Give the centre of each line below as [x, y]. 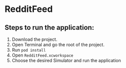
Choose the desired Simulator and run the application [66, 60]
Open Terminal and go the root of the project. [58, 45]
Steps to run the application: [50, 28]
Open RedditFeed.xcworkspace [42, 55]
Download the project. [34, 39]
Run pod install [29, 50]
